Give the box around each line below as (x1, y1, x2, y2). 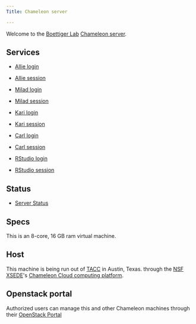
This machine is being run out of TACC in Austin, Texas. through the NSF (6, 265, 184, 272)
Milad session (14, 97, 49, 104)
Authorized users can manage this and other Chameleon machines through (6, 304, 190, 312)
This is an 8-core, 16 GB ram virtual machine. (6, 233, 116, 240)
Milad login (14, 86, 42, 93)
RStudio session (14, 167, 55, 174)
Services (6, 47, 40, 58)
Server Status (14, 199, 49, 207)
